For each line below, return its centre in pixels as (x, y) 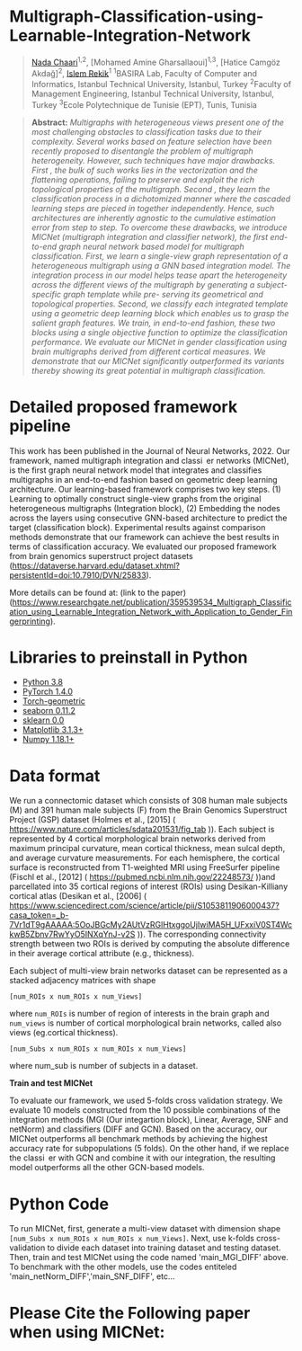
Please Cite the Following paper (130, 1313)
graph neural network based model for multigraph (151, 246)
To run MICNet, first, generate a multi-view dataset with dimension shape (145, 1229)
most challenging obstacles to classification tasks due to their (147, 131)
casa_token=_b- (39, 915)
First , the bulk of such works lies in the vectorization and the (144, 170)
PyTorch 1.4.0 (48, 692)
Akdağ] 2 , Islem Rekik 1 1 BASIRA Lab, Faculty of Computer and (144, 72)
